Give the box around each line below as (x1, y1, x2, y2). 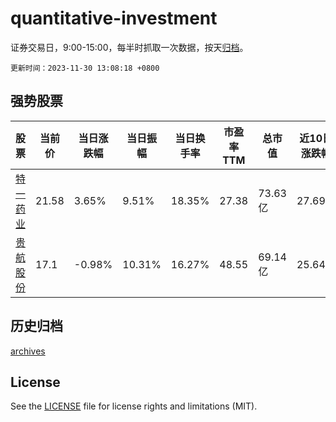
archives (10, 345, 46, 357)
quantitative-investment (10, 7, 218, 30)
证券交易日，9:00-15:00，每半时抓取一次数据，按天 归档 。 (10, 41, 249, 53)
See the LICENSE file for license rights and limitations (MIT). (10, 400, 258, 412)
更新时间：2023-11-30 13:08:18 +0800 (10, 63, 160, 73)
